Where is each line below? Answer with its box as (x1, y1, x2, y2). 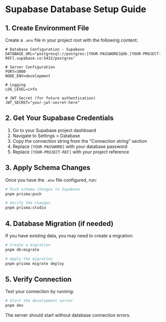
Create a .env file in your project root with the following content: (5, 37, 138, 43)
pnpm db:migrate (5, 247, 39, 252)
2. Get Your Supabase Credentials (5, 114, 114, 123)
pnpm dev (5, 303, 24, 308)
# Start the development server (5, 298, 73, 303)
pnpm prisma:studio (5, 205, 46, 211)
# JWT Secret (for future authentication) (5, 96, 96, 101)
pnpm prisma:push (5, 191, 42, 196)
